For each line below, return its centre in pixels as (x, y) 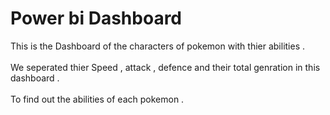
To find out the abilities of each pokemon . (97, 99)
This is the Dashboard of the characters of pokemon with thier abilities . (158, 46)
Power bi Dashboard (96, 18)
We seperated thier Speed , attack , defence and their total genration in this (165, 67)
